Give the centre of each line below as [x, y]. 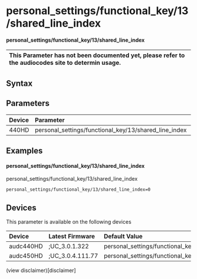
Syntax [19, 83]
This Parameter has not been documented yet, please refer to [97, 55]
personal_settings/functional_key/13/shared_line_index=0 [78, 190]
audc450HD [26, 256]
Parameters [28, 103]
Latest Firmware [72, 236]
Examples [24, 150]
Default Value [123, 236]
